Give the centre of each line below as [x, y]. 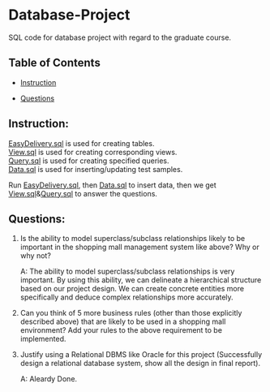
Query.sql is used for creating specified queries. [89, 161]
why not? [35, 256]
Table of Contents [55, 63]
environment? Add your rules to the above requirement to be [121, 330]
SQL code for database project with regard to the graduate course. [120, 37]
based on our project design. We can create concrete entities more [132, 289]
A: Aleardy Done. [49, 379]
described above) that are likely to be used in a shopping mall [123, 321]
